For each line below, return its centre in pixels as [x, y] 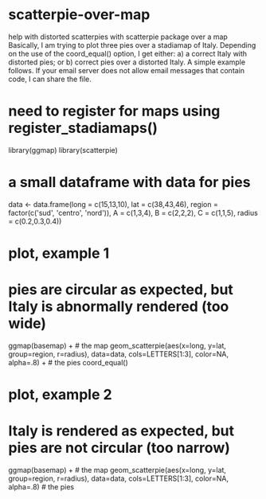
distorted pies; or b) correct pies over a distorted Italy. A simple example [127, 62]
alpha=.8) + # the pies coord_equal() [68, 362]
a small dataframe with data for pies [129, 183]
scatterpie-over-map [79, 15]
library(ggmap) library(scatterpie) [63, 150]
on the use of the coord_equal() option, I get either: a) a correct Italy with [128, 53]
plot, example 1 [59, 253]
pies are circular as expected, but [121, 290]
